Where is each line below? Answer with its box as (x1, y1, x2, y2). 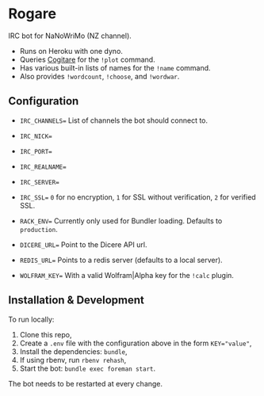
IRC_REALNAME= (19, 163, 67, 171)
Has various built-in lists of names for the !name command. (19, 63, 212, 72)
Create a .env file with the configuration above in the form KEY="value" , (19, 338, 252, 348)
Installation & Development (8, 294, 144, 307)
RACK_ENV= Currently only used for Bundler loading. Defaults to (19, 215, 223, 226)
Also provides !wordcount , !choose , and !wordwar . (19, 71, 180, 81)
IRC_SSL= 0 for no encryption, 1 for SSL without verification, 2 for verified (19, 192, 256, 202)
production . (19, 224, 58, 234)
